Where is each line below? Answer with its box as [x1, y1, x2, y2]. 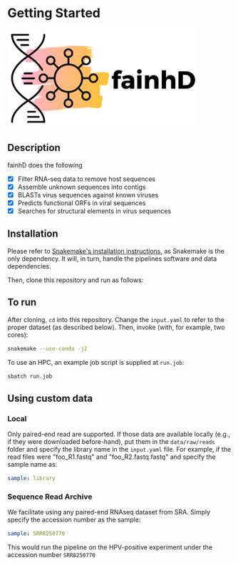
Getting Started [7, 5, 101, 21]
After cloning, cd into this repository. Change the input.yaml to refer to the [7, 315, 224, 323]
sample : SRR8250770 [7, 530, 66, 537]
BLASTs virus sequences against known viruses [17, 190, 159, 199]
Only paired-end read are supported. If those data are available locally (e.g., [7, 430, 230, 439]
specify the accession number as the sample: [7, 515, 141, 524]
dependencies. [7, 261, 51, 270]
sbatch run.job [7, 373, 53, 380]
